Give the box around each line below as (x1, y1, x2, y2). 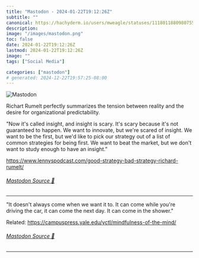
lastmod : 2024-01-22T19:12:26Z (6, 48, 84, 54)
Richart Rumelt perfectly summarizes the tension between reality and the (6, 102, 185, 110)
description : (6, 25, 38, 32)
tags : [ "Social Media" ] (6, 58, 65, 64)
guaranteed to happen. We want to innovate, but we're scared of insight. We (6, 127, 192, 134)
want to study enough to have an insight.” (6, 146, 108, 153)
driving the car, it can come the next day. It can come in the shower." (6, 207, 174, 215)
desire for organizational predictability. (6, 109, 101, 116)
